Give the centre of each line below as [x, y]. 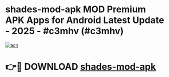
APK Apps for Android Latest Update [85, 20]
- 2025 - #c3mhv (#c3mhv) [65, 31]
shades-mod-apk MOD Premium [76, 9]
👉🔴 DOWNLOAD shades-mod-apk [81, 67]
